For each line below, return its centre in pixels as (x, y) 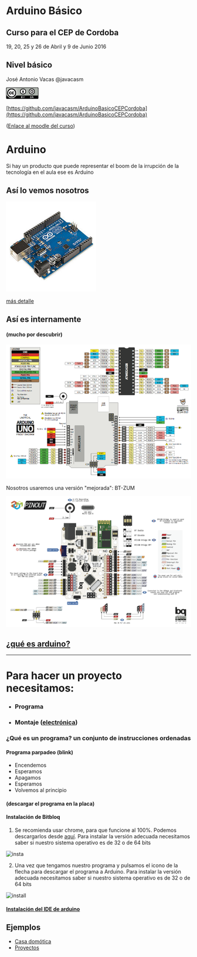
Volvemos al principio (40, 790)
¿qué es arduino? (38, 644)
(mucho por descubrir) (34, 334)
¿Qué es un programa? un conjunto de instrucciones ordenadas (98, 738)
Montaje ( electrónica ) (46, 722)
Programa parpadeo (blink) (40, 752)
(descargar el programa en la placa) (50, 804)
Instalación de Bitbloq (33, 817)
